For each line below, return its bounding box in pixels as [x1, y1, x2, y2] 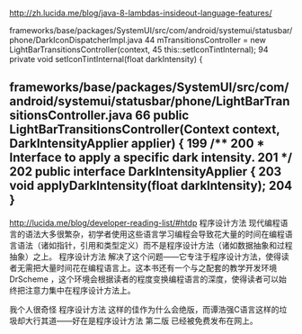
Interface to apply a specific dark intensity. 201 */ [9, 150, 293, 166]
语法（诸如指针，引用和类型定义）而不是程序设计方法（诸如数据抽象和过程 [16, 239, 293, 250]
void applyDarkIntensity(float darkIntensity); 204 [9, 178, 293, 194]
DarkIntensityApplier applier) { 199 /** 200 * [9, 136, 265, 151]
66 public [134, 108, 190, 123]
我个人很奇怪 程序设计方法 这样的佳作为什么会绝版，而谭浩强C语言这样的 [9, 303, 280, 314]
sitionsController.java [9, 108, 133, 123]
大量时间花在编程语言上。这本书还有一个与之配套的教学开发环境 [40, 262, 277, 273]
